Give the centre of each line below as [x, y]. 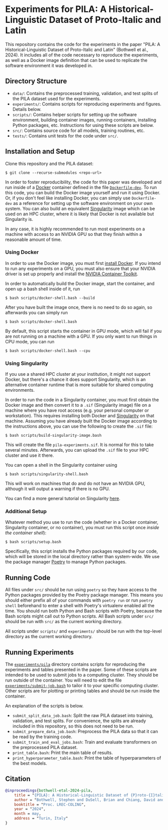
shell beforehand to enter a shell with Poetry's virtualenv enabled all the [80, 606]
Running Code [28, 577]
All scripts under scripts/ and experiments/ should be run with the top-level [83, 631]
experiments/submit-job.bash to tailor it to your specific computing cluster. [82, 686]
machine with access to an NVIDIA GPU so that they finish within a [74, 234]
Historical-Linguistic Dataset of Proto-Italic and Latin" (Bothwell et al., [77, 49]
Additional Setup [26, 512]
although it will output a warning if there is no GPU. [57, 489]
